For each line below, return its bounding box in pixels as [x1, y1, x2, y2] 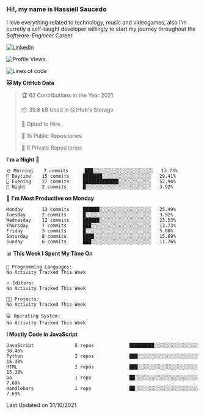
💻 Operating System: [6, 313, 61, 319]
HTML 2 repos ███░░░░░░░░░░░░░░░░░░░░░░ [6, 364, 199, 370]
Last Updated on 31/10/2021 [6, 402, 77, 409]
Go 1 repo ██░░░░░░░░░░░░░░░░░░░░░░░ [6, 375, 199, 381]
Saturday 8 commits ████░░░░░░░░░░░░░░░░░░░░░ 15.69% [6, 234, 176, 240]
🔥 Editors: [6, 280, 35, 286]
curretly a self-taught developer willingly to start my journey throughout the [6, 25, 196, 32]
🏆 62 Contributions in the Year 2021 [21, 91, 114, 99]
